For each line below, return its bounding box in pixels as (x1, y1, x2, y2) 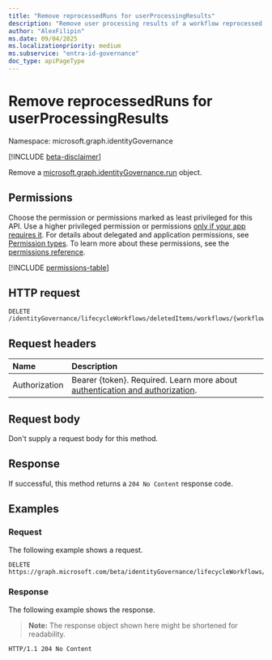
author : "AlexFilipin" (8, 27, 85, 35)
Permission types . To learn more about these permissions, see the (8, 238, 229, 248)
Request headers (8, 336, 97, 350)
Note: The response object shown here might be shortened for (28, 620, 239, 630)
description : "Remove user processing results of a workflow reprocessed (8, 19, 263, 28)
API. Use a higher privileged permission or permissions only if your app (8, 221, 246, 231)
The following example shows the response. (8, 605, 155, 615)
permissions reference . (8, 246, 86, 256)
